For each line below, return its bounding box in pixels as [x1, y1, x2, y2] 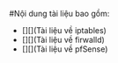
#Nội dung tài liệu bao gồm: [9, 9, 110, 18]
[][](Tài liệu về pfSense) [21, 44, 108, 54]
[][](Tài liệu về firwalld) [21, 35, 106, 45]
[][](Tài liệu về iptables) [21, 25, 107, 35]
